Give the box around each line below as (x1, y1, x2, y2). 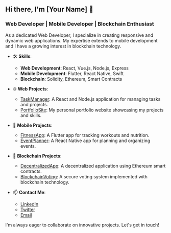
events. (20, 143, 36, 149)
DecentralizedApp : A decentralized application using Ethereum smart (20, 162, 166, 169)
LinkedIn (20, 201, 39, 207)
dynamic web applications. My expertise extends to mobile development (5, 37, 158, 43)
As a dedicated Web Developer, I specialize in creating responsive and (5, 32, 154, 38)
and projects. (20, 101, 48, 107)
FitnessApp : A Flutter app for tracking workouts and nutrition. (20, 132, 150, 138)
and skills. (20, 112, 42, 118)
